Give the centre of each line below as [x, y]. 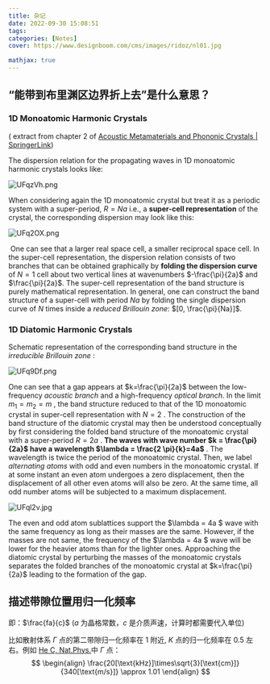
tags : [17, 31]
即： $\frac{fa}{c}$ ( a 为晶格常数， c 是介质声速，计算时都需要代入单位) [127, 623]
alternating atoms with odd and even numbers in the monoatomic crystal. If [134, 465]
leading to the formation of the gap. [88, 574]
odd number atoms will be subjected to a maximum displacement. [118, 491]
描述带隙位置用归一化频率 [72, 602]
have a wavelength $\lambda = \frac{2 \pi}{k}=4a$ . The [126, 448]
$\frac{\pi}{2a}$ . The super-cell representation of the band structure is [127, 282]
